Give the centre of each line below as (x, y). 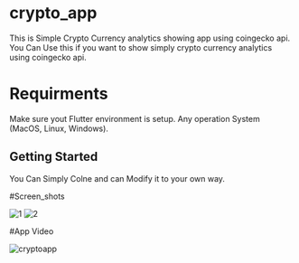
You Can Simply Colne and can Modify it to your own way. (117, 178)
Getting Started (54, 157)
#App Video (32, 231)
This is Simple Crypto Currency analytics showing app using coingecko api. (150, 38)
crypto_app (53, 13)
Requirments (59, 94)
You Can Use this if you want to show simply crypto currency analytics (141, 47)
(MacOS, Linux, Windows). (59, 128)
